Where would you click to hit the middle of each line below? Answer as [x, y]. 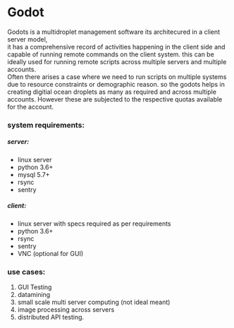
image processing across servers [66, 310]
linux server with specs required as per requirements [94, 224]
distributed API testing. [51, 317]
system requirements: [46, 125]
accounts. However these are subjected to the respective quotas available [115, 99]
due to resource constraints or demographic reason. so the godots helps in [116, 84]
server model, [27, 39]
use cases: [26, 272]
